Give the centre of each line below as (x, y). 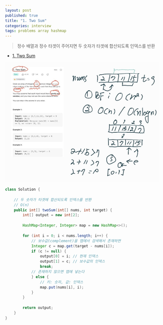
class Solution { (23, 189)
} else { (40, 277)
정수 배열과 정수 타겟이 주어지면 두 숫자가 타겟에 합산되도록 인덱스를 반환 (86, 46)
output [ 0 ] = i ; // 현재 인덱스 (69, 256)
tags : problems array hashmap (36, 31)
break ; (47, 267)
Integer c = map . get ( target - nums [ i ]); (73, 246)
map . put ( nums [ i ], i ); (62, 287)
